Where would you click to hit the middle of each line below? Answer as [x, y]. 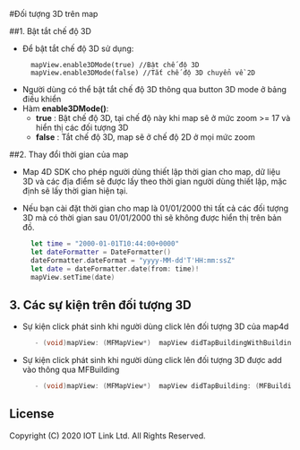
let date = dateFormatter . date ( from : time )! [115, 269]
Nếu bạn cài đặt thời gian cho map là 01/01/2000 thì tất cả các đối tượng [155, 208]
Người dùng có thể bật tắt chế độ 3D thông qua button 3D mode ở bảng [154, 89]
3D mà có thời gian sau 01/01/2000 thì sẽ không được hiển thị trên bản [152, 218]
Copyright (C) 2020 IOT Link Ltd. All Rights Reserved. [107, 436]
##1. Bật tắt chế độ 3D [50, 31]
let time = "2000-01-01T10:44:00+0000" [105, 244]
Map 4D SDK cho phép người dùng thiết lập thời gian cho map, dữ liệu [151, 172]
